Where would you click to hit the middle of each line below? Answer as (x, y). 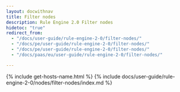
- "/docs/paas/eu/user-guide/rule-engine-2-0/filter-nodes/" (87, 55)
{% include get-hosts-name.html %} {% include (63, 76)
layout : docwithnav (30, 11)
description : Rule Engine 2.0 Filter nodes (60, 22)
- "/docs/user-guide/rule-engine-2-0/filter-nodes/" (77, 38)
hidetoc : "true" (26, 28)
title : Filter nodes (31, 17)
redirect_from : (24, 33)
